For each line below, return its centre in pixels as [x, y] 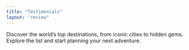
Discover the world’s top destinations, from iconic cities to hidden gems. [95, 34]
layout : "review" [28, 17]
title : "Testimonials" [34, 12]
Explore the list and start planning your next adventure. [74, 40]
